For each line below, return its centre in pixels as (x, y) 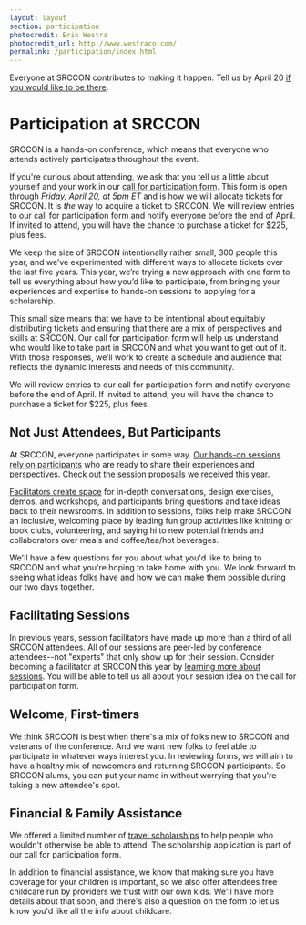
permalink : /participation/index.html (83, 52)
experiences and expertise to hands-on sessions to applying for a (133, 292)
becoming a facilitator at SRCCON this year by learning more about (135, 666)
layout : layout (38, 18)
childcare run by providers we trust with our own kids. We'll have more (142, 892)
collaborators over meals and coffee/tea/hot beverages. (114, 540)
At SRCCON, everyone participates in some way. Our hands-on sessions (145, 454)
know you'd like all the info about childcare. (91, 911)
